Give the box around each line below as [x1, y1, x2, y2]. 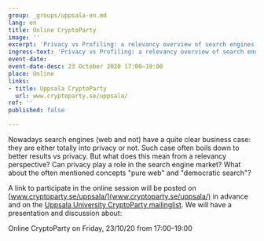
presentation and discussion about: [8, 209, 123, 217]
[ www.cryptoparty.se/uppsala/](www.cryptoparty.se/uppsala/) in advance [8, 192, 249, 201]
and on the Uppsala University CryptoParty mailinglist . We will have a [8, 200, 232, 209]
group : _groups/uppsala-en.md [8, 11, 108, 20]
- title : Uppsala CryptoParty [8, 84, 108, 93]
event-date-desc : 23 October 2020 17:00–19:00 [8, 63, 163, 71]
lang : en [8, 19, 37, 27]
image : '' [8, 33, 41, 42]
